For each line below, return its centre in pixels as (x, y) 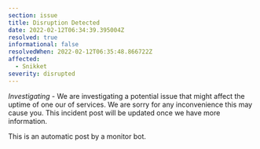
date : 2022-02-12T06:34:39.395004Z (66, 30)
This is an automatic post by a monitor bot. (77, 136)
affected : (24, 60)
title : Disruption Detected (54, 23)
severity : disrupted (42, 74)
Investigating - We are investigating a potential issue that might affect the (126, 96)
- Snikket (31, 67)
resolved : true (33, 37)
